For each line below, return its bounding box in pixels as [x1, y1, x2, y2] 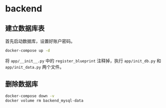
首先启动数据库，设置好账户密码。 [5, 38, 75, 44]
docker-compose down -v [5, 93, 55, 99]
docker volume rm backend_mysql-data [5, 98, 84, 103]
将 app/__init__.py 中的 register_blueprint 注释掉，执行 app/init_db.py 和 [5, 58, 162, 64]
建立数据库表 [5, 24, 45, 32]
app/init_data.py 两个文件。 [5, 64, 64, 70]
